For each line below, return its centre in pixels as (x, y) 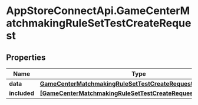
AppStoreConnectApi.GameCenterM (98, 11)
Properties (26, 57)
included (22, 93)
